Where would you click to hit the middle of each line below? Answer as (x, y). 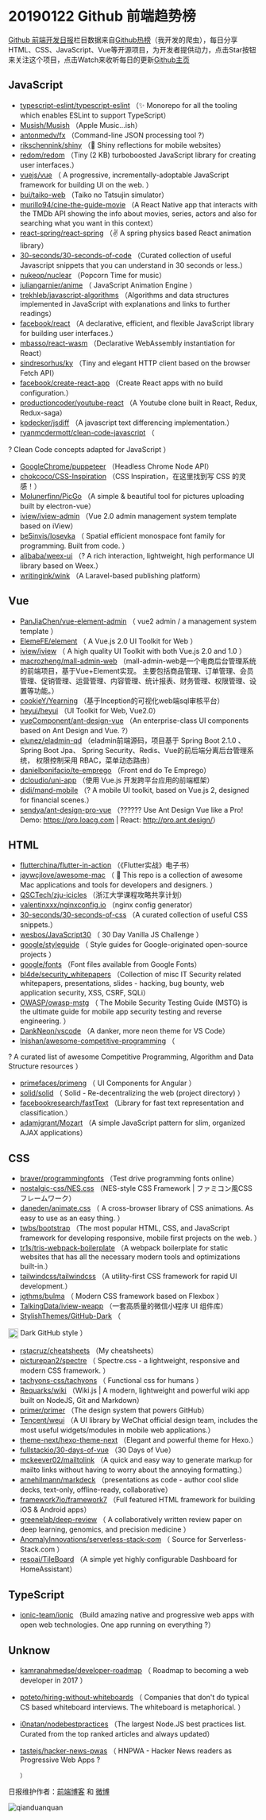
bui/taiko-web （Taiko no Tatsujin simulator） (94, 195)
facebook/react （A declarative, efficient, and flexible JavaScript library (137, 323)
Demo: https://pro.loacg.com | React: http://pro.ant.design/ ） (120, 820)
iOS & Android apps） (55, 1509)
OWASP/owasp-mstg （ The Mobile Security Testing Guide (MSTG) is (133, 1003)
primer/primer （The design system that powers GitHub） (114, 1410)
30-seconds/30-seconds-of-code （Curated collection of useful (125, 255)
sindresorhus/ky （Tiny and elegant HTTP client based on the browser (135, 363)
